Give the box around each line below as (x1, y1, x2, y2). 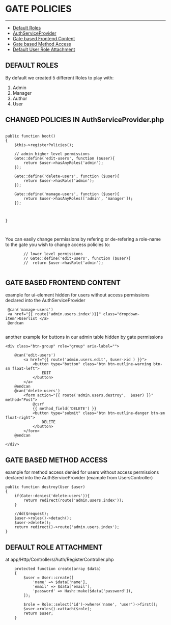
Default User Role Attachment (12, 46, 75, 52)
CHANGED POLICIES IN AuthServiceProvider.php (5, 116, 164, 124)
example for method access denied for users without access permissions (5, 469, 159, 475)
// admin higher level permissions (14, 151, 90, 156)
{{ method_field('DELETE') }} (32, 406, 97, 412)
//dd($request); (14, 511, 49, 517)
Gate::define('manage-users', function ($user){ (14, 192, 120, 197)
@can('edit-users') (14, 352, 56, 358)
